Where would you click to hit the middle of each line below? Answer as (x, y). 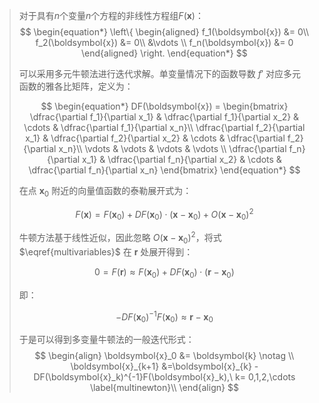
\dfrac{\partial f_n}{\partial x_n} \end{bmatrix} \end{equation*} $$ (164, 170)
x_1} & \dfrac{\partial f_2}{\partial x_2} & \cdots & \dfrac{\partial (155, 138)
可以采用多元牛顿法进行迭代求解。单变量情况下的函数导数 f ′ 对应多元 (160, 73)
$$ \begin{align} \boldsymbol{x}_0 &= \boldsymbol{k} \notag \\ (164, 355)
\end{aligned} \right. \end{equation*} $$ (164, 53)
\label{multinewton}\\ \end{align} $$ (164, 387)
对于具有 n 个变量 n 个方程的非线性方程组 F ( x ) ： (111, 15)
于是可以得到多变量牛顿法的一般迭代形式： (106, 339)
